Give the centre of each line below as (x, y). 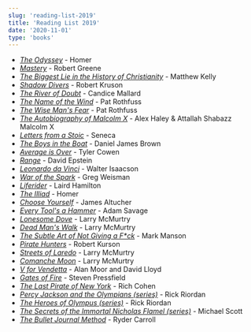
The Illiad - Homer (49, 194)
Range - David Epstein (56, 160)
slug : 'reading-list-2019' (52, 15)
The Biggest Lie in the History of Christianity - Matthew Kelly (118, 76)
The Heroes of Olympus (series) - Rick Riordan (95, 303)
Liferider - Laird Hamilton (60, 185)
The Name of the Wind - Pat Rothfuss (80, 102)
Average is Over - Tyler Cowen (69, 152)
